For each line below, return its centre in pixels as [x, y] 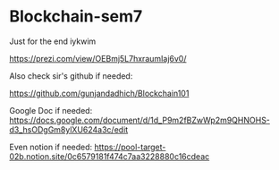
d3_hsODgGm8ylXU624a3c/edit [69, 129]
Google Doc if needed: [51, 110]
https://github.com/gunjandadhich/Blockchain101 [99, 93]
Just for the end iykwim [53, 41]
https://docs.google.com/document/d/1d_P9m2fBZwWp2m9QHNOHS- [140, 120]
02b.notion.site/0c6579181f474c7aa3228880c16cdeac [110, 156]
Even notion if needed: [51, 147]
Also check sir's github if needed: [71, 76]
